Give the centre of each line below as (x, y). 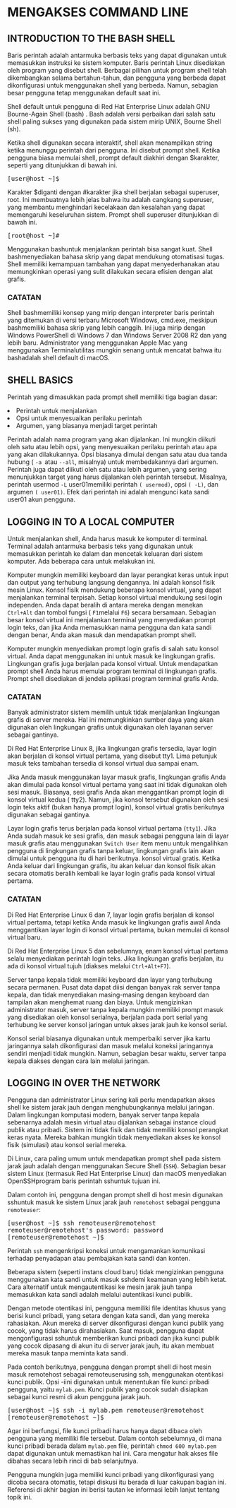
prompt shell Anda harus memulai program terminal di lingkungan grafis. (112, 671)
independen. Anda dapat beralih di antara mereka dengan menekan (105, 605)
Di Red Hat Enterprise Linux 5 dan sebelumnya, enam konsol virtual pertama (118, 951)
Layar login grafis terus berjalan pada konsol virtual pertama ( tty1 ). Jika (112, 829)
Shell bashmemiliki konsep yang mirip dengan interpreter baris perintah (111, 313)
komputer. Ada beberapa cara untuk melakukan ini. (81, 561)
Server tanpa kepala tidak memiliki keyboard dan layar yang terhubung (110, 980)
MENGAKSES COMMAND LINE (98, 12)
